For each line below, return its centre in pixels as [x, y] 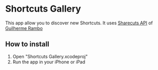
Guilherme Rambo [24, 28]
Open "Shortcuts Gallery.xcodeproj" [50, 56]
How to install [27, 44]
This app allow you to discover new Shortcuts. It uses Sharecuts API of [79, 23]
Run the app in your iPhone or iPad [49, 62]
